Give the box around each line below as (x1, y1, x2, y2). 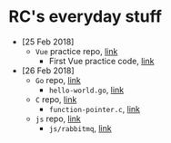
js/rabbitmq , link (48, 122, 112, 133)
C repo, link (35, 93, 77, 105)
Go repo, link (35, 74, 81, 85)
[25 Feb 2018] (21, 36, 75, 47)
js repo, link (35, 113, 81, 124)
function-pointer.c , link (48, 103, 140, 114)
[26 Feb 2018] (21, 65, 75, 76)
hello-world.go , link (48, 84, 125, 95)
